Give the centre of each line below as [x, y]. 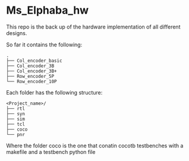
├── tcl [16, 124]
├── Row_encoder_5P [30, 76]
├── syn [16, 113]
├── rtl [16, 108]
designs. [17, 33]
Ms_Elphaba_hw [48, 10]
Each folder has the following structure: [54, 92]
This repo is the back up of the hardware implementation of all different [93, 27]
